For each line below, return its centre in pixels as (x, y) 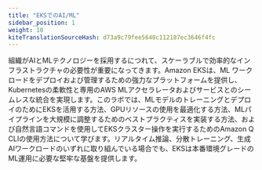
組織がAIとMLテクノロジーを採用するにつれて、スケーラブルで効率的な (123, 60)
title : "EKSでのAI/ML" (44, 15)
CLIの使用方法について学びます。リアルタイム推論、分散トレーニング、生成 (129, 139)
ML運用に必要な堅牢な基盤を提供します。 (75, 158)
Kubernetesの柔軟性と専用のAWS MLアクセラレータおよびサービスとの (123, 90)
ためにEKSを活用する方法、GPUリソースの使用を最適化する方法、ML (133, 110)
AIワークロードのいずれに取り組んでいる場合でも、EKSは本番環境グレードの (131, 149)
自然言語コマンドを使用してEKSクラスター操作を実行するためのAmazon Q (134, 129)
